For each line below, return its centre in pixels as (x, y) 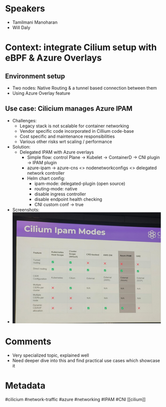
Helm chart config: (46, 178)
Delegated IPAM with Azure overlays (57, 152)
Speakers (25, 9)
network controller (46, 173)
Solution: (21, 147)
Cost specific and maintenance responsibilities (67, 136)
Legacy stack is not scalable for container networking (74, 126)
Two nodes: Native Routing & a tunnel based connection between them (84, 88)
